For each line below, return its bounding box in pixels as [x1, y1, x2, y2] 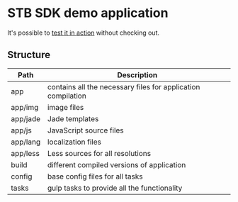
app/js [11, 125, 32, 135]
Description [117, 69, 158, 79]
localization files [47, 137, 101, 147]
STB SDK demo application [7, 5, 169, 21]
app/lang [11, 137, 41, 147]
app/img [11, 102, 39, 112]
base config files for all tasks [47, 172, 143, 181]
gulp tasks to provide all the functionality [47, 183, 183, 193]
